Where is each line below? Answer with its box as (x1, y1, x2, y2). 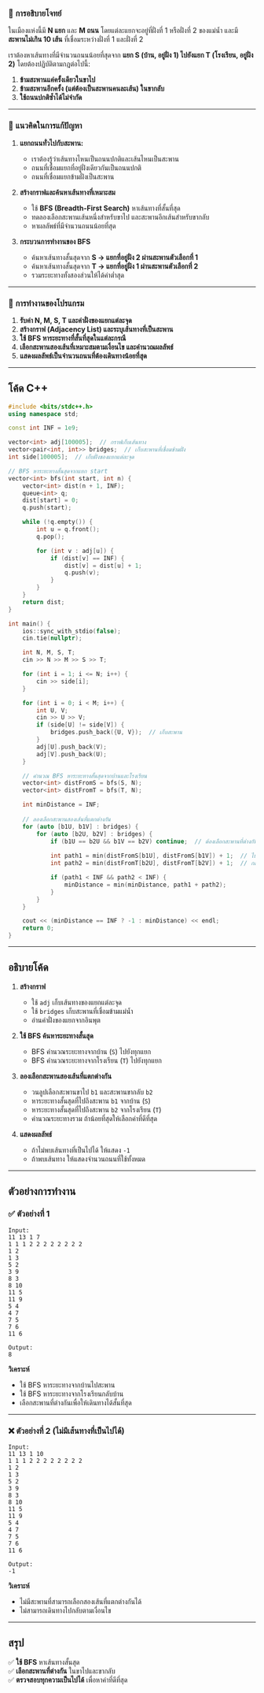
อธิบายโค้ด (8, 961, 49, 975)
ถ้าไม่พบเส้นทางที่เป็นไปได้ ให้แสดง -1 (31, 1145, 130, 1154)
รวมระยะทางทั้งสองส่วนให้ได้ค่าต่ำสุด (31, 270, 124, 280)
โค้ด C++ (8, 382, 49, 395)
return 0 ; (22, 924, 55, 933)
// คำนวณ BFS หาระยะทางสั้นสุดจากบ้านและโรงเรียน (22, 772, 148, 780)
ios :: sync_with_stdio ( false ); (22, 627, 122, 635)
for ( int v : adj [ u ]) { (36, 547, 114, 555)
